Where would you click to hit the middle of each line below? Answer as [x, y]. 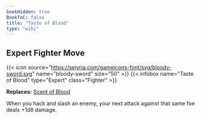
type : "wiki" [23, 29]
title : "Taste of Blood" [38, 23]
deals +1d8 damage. [31, 110]
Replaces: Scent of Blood [38, 92]
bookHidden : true [28, 12]
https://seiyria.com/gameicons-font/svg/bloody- [111, 67]
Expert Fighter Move [45, 53]
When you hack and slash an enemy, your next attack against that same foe [100, 103]
